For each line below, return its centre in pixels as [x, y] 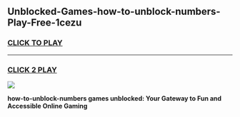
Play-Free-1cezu [45, 23]
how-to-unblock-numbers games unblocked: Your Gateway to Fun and [115, 98]
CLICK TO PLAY [35, 43]
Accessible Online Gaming [47, 106]
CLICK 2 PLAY [32, 69]
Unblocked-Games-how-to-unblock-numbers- [114, 12]
